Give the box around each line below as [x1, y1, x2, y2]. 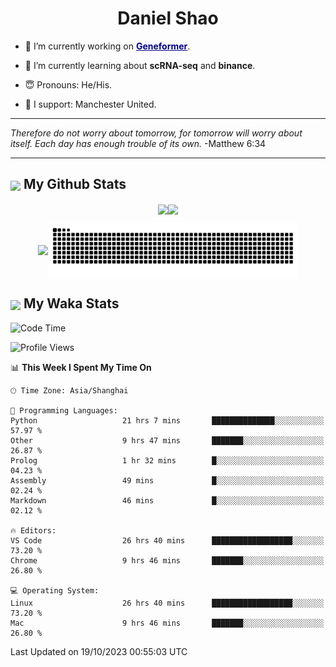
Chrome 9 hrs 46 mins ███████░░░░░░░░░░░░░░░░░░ [10, 555, 325, 566]
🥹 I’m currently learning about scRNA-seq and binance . [24, 59, 256, 71]
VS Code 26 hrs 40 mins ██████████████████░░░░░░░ [10, 535, 325, 546]
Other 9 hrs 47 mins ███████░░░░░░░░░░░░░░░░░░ [10, 435, 325, 446]
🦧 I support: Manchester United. [24, 98, 157, 110]
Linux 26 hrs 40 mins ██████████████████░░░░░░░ [10, 598, 325, 608]
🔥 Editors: [10, 525, 57, 536]
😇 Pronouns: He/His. [24, 78, 113, 91]
